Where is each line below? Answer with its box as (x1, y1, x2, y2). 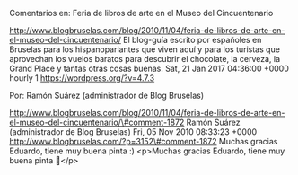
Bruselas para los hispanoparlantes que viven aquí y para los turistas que (9, 44, 281, 55)
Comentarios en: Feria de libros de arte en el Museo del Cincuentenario (9, 8, 274, 18)
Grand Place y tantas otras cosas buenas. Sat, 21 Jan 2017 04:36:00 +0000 (9, 63, 289, 74)
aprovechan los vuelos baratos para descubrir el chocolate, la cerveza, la (9, 54, 281, 64)
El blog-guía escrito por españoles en (122, 35, 262, 45)
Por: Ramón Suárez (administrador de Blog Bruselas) (9, 90, 205, 101)
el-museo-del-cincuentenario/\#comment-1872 (9, 117, 185, 127)
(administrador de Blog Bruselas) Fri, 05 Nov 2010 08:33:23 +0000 (9, 127, 258, 137)
